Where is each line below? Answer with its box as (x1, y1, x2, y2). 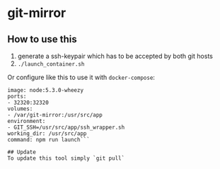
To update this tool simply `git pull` (7, 155, 125, 162)
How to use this (7, 33, 78, 45)
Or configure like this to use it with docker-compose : (7, 73, 156, 81)
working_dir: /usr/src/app (7, 130, 87, 137)
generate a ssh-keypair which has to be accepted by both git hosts (17, 52, 214, 60)
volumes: (7, 105, 33, 112)
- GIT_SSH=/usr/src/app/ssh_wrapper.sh (7, 124, 125, 131)
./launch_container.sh (17, 61, 85, 68)
